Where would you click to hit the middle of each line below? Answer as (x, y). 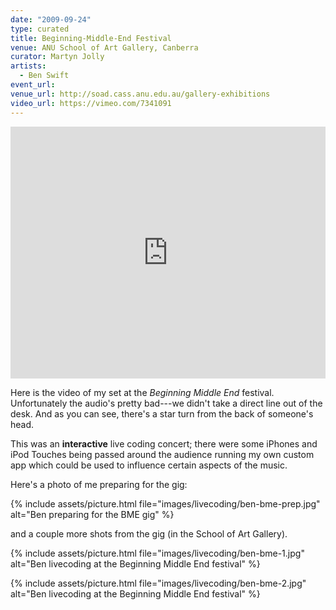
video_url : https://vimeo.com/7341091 (91, 103)
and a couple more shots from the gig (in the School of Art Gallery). (149, 533)
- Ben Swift (44, 76)
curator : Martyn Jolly (57, 57)
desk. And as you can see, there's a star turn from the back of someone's (162, 413)
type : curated (40, 29)
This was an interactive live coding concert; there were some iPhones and (164, 443)
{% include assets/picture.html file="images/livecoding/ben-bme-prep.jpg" (165, 503)
